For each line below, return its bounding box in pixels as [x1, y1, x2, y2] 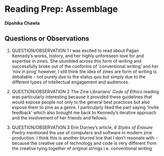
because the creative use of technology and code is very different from [11, 140, 157, 146]
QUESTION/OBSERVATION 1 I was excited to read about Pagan [11, 47, 139, 53]
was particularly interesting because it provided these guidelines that [11, 94, 152, 100]
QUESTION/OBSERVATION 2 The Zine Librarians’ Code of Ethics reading [11, 88, 159, 94]
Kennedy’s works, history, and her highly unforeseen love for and [11, 53, 144, 59]
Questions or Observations [4, 35, 90, 43]
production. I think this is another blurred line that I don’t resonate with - [11, 135, 158, 141]
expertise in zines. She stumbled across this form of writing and [11, 58, 141, 64]
